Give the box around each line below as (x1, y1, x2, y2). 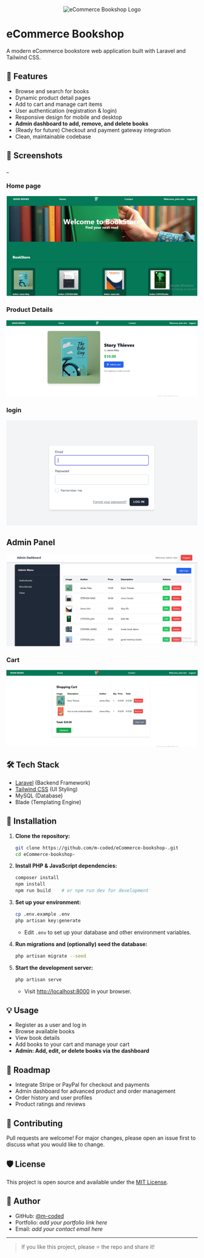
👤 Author (6, 1196, 41, 1206)
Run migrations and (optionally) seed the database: (15, 940, 148, 947)
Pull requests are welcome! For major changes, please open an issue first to (6, 1134, 196, 1142)
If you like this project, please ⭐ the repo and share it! (21, 1243, 155, 1250)
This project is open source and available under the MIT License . (6, 1178, 169, 1186)
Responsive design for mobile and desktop (15, 113, 123, 121)
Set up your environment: (15, 899, 81, 906)
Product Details (6, 305, 53, 314)
